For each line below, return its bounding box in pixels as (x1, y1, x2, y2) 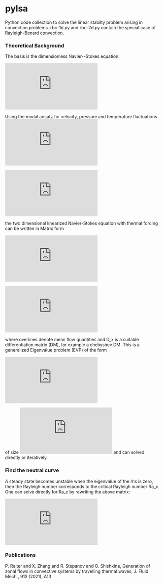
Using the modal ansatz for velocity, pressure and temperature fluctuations (5, 114, 158, 120)
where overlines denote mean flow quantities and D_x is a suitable (5, 337, 139, 343)
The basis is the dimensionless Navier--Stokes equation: (5, 53, 120, 59)
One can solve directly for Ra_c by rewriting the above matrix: (5, 489, 131, 494)
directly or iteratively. (5, 454, 48, 460)
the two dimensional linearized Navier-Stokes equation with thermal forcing (5, 221, 158, 226)
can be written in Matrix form (5, 225, 64, 231)
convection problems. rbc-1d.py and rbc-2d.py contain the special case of (5, 24, 156, 30)
